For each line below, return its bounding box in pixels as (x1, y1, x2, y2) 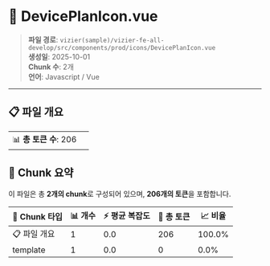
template (12, 244, 46, 256)
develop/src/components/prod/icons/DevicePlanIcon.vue (27, 43, 216, 51)
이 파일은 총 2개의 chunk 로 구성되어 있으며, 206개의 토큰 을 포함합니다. (8, 189, 231, 198)
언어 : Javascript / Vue (27, 72, 100, 81)
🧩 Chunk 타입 (12, 211, 63, 223)
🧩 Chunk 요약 (8, 166, 74, 180)
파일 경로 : (27, 35, 59, 44)
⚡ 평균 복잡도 (103, 210, 150, 221)
